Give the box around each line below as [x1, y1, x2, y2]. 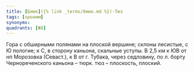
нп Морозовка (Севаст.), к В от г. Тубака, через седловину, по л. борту [6, 53, 186, 60]
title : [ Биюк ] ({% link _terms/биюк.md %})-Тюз [6, 8, 123, 15]
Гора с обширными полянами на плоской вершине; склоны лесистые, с [6, 41, 188, 48]
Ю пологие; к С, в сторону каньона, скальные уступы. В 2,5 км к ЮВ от [6, 47, 187, 54]
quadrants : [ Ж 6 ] [6, 25, 46, 31]
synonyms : [6, 19, 31, 25]
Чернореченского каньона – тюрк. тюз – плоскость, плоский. [6, 60, 161, 67]
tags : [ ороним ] [6, 14, 44, 20]
